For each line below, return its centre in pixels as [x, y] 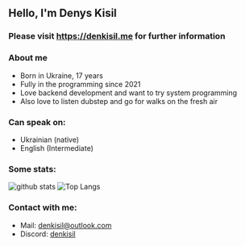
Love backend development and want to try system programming [129, 93]
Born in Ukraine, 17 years [61, 75]
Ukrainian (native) [50, 140]
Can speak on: [37, 122]
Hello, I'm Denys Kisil [62, 13]
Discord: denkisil [48, 234]
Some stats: [32, 169]
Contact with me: [43, 207]
